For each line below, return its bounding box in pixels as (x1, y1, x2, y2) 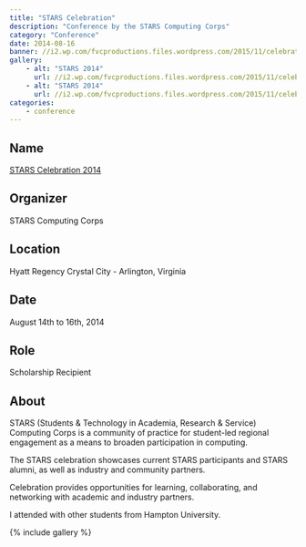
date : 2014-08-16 (9, 38, 76, 48)
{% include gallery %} (9, 527, 93, 538)
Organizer (9, 191, 68, 206)
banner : (9, 47, 39, 57)
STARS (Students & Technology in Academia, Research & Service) (9, 418, 257, 428)
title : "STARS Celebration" (9, 13, 117, 23)
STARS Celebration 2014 (9, 165, 102, 176)
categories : (9, 98, 55, 108)
